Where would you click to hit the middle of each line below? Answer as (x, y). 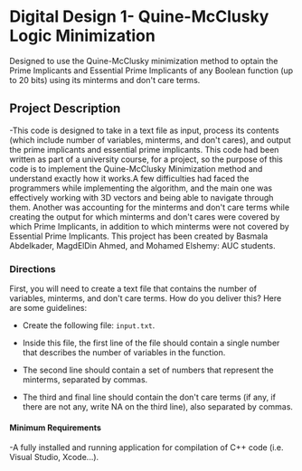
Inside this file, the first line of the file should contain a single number (151, 343)
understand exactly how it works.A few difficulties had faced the (129, 178)
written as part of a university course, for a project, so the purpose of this (146, 159)
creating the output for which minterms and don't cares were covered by (145, 217)
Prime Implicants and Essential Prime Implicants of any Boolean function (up (151, 71)
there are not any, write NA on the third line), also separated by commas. (158, 407)
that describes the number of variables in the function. (124, 353)
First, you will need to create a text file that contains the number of (133, 289)
